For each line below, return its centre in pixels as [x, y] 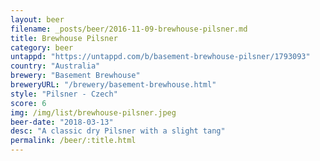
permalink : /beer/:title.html [73, 141]
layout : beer [37, 19]
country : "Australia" [55, 66]
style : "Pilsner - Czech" [64, 94]
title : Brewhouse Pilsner [64, 38]
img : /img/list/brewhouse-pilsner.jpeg [93, 112]
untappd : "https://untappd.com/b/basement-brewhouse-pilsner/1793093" [160, 57]
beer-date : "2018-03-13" [62, 122]
